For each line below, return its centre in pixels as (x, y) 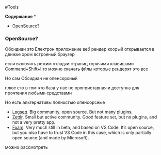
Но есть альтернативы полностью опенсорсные (55, 102)
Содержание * (21, 16)
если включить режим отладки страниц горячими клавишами (70, 64)
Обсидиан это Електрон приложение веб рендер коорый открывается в (80, 49)
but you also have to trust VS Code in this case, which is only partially (82, 133)
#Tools (12, 7)
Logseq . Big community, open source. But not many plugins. (72, 112)
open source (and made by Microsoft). (50, 138)
